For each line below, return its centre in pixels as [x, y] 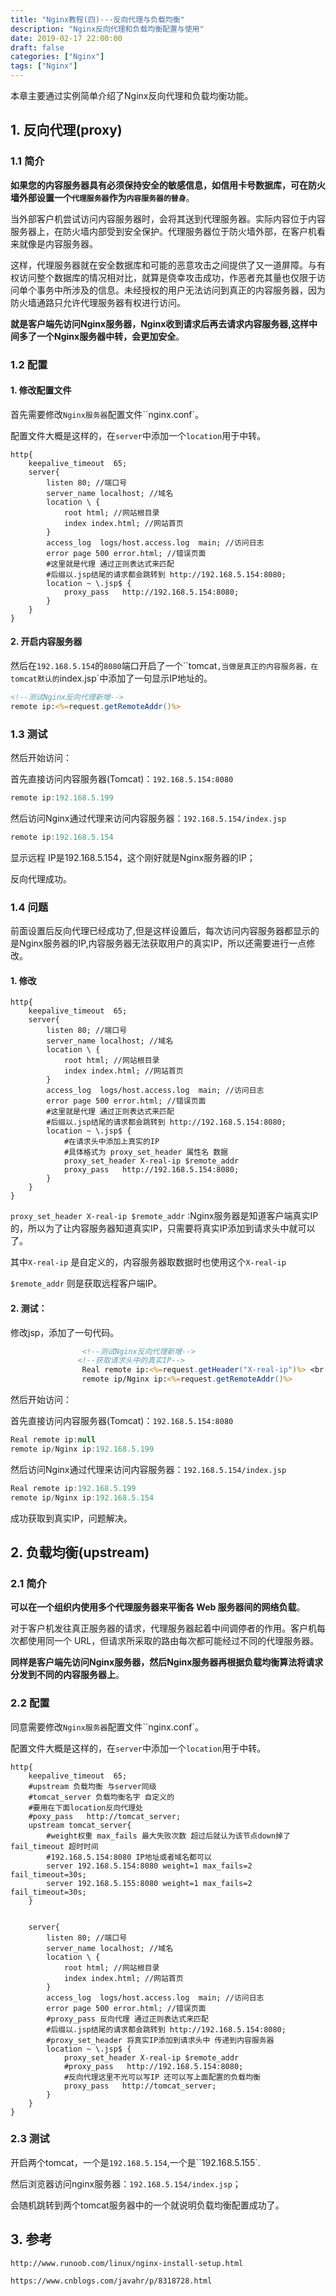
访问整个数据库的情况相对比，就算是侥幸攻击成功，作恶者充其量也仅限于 [167, 277]
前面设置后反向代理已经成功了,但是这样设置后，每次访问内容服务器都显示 [161, 931]
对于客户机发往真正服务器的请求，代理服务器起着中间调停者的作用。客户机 [163, 1628]
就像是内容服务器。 [58, 243]
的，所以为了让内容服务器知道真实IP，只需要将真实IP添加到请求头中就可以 [163, 1228]
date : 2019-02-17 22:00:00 [66, 38]
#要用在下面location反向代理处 [85, 1807]
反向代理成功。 [41, 878]
